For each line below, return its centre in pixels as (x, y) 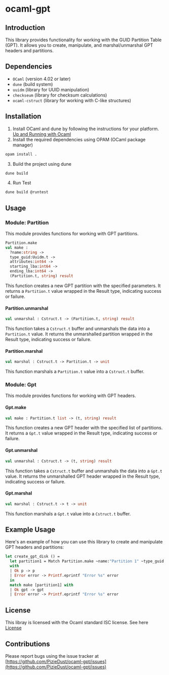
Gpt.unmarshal (22, 450)
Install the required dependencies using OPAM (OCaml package (79, 139)
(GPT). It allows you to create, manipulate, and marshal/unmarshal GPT (79, 45)
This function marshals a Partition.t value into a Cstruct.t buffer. (75, 372)
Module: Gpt (21, 385)
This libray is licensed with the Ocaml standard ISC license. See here (77, 623)
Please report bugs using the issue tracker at (52, 656)
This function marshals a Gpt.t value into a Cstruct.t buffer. (68, 513)
